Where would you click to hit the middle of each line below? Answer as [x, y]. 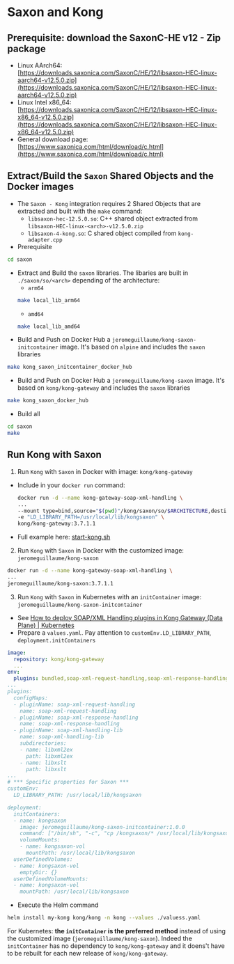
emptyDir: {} [39, 872]
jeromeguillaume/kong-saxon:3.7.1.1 [60, 583]
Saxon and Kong [55, 12]
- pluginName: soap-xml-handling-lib [68, 730]
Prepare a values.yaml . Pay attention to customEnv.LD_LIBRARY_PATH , [114, 632]
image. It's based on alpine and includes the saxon [132, 347]
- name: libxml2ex [46, 750]
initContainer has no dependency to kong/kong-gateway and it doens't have [116, 946]
